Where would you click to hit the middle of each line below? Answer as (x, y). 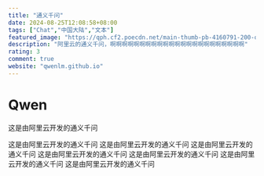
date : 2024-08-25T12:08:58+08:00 (63, 23)
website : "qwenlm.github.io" (56, 66)
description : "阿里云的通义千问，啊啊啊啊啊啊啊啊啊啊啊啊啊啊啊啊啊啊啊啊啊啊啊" (128, 45)
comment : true (31, 59)
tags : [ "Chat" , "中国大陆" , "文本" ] (61, 30)
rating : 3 (24, 52)
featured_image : (35, 37)
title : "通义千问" (36, 15)
